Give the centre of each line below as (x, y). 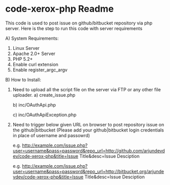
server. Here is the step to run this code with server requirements (74, 28)
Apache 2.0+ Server (34, 54)
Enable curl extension (35, 64)
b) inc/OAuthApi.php (34, 104)
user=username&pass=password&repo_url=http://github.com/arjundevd (89, 150)
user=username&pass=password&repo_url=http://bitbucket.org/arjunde (88, 171)
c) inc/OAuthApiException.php (44, 115)
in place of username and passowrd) (51, 135)
